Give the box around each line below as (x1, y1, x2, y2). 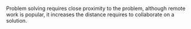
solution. (6, 17, 28, 24)
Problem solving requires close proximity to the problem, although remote (6, 5, 186, 12)
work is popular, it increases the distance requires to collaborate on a (6, 11, 174, 18)
